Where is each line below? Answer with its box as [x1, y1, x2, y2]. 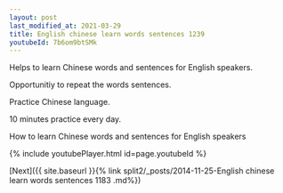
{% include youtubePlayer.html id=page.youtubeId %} [9, 149, 207, 159]
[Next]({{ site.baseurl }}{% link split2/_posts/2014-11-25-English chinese [9, 165, 275, 176]
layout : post [9, 12, 58, 22]
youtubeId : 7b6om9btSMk [9, 37, 98, 47]
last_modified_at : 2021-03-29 [9, 21, 122, 30]
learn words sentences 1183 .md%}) [9, 175, 141, 186]
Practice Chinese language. [9, 97, 110, 108]
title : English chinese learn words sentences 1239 [9, 29, 205, 38]
